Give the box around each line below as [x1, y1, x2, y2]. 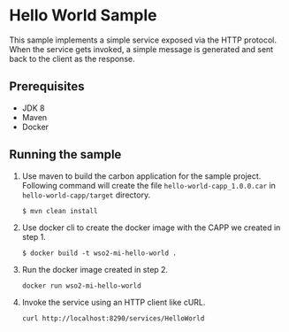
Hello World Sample [9, 5, 157, 26]
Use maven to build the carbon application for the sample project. [21, 170, 262, 181]
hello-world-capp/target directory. [21, 189, 151, 200]
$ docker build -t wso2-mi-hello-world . [21, 249, 177, 258]
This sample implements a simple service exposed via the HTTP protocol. [9, 35, 277, 45]
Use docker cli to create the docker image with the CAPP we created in [21, 222, 281, 233]
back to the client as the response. [9, 53, 135, 64]
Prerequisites [9, 79, 85, 94]
